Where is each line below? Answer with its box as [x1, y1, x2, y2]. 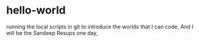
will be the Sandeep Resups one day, [6, 29, 98, 36]
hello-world [6, 4, 66, 17]
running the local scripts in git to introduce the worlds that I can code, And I [6, 23, 194, 30]
